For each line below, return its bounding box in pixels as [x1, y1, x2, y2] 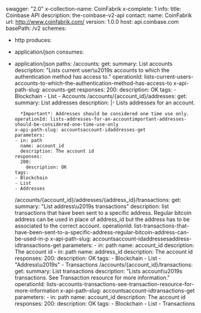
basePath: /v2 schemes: [5, 24, 66, 32]
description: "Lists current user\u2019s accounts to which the [14, 67, 170, 74]
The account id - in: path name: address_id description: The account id [14, 248, 193, 255]
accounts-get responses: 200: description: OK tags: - [41, 86, 177, 93]
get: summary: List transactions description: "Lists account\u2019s [14, 268, 183, 275]
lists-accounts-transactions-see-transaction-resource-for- [46, 281, 194, 287]
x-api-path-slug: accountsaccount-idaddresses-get [14, 127, 146, 133]
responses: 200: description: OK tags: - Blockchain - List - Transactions [14, 300, 196, 307]
